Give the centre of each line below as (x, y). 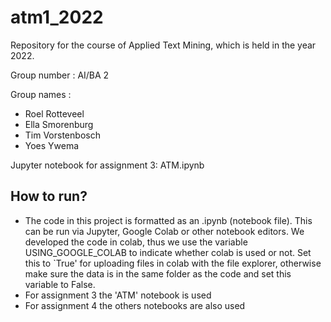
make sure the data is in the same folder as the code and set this (158, 273)
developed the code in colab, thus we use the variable (136, 242)
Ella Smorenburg (59, 124)
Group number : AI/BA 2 (60, 75)
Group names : (41, 94)
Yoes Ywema (52, 145)
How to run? (49, 196)
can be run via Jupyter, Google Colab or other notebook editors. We (164, 231)
